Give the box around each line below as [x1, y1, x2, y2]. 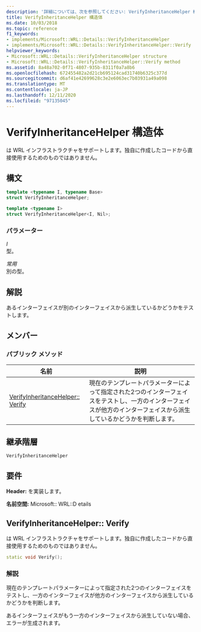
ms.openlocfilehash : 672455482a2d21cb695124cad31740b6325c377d [6, 70, 167, 76]
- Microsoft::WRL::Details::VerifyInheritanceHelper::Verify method [6, 59, 181, 65]
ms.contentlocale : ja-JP [6, 87, 68, 93]
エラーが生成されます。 [6, 619, 64, 627]
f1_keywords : [6, 31, 39, 37]
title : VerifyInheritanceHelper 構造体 [6, 14, 103, 20]
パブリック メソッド [6, 350, 63, 358]
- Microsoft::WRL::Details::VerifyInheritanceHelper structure [6, 53, 167, 59]
